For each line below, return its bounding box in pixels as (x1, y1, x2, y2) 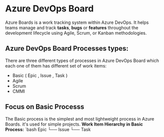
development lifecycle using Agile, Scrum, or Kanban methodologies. (5, 30, 147, 36)
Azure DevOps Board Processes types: (5, 44, 129, 53)
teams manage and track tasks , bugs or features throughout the (5, 24, 139, 30)
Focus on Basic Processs (5, 103, 85, 111)
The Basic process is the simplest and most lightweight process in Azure (5, 116, 155, 122)
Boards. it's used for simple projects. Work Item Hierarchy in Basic (5, 121, 143, 127)
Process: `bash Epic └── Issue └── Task (5, 126, 91, 132)
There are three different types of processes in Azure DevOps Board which (5, 58, 160, 64)
